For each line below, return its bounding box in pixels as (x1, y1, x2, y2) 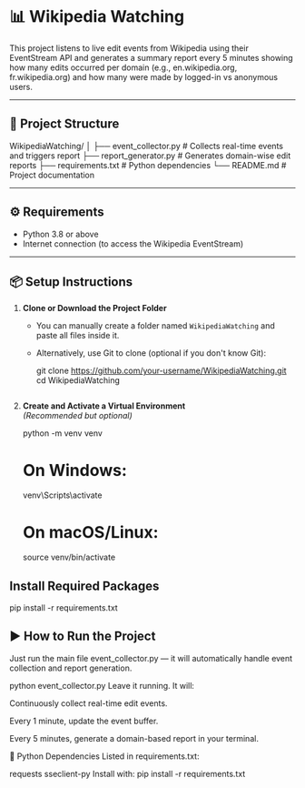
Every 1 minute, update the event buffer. (9, 715, 159, 726)
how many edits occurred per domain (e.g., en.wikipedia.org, (9, 62, 238, 73)
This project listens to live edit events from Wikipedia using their (9, 42, 250, 54)
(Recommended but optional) (22, 410, 133, 421)
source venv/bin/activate (22, 551, 116, 563)
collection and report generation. (9, 662, 133, 673)
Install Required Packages (9, 578, 160, 593)
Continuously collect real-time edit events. (9, 697, 168, 709)
